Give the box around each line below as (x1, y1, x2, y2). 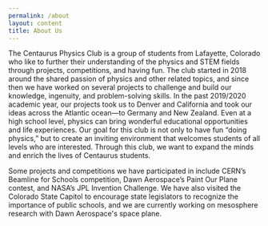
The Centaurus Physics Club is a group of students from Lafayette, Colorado (8, 49, 261, 59)
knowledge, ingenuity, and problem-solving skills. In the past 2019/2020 (8, 91, 246, 101)
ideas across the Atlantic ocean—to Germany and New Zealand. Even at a (8, 108, 252, 118)
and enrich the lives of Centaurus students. (8, 151, 150, 160)
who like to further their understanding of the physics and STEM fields (8, 57, 240, 67)
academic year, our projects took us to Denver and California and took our (8, 99, 253, 109)
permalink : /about (8, 11, 70, 20)
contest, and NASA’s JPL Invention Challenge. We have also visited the (8, 184, 242, 193)
